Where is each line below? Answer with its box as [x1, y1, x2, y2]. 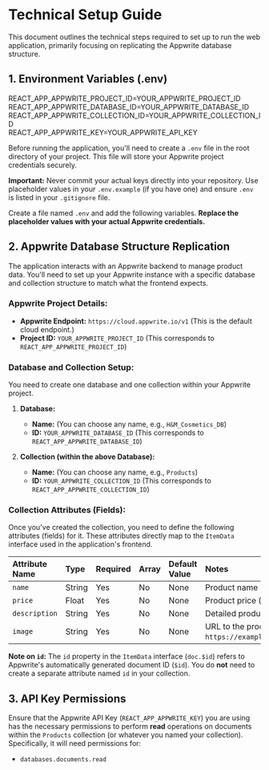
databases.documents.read [19, 756, 106, 764]
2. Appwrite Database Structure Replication [8, 240, 231, 254]
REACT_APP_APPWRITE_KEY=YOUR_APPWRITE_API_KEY [8, 127, 198, 137]
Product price [205, 595, 257, 606]
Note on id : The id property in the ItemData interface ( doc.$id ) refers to [8, 652, 246, 661]
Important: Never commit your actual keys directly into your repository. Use [8, 175, 259, 185]
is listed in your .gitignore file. [8, 192, 110, 202]
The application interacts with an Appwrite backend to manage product [8, 261, 243, 271]
